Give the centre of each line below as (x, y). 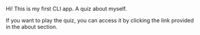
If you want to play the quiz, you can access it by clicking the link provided (100, 20)
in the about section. (32, 27)
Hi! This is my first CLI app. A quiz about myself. (66, 9)
